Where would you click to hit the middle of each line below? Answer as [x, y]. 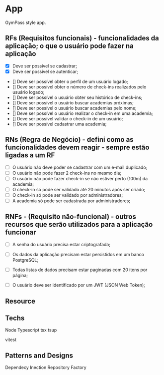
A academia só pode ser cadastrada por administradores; [71, 201]
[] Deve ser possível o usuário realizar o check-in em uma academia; [82, 113]
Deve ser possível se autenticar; [45, 71]
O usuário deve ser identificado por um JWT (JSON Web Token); [79, 285]
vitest [11, 340]
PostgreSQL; [25, 260]
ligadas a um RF [30, 155]
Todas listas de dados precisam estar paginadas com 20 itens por [80, 270]
